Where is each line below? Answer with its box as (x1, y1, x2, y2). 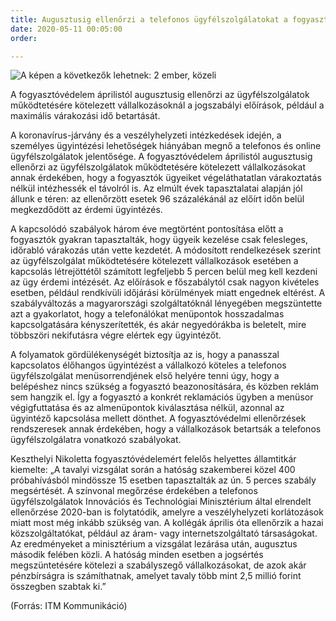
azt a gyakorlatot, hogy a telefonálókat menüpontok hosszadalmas (10, 308, 285, 320)
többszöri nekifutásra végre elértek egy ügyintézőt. (10, 329, 222, 341)
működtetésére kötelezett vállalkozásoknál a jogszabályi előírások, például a (10, 99, 325, 111)
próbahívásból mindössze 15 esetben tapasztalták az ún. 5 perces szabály (10, 474, 317, 486)
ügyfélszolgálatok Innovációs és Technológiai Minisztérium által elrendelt (10, 496, 312, 508)
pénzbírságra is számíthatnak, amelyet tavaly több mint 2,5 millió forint (10, 570, 302, 582)
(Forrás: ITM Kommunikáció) (10, 600, 128, 612)
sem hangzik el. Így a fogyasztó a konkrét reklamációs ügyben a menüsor (10, 391, 314, 403)
